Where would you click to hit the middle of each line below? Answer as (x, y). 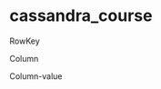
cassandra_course (81, 16)
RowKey (25, 41)
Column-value (36, 76)
